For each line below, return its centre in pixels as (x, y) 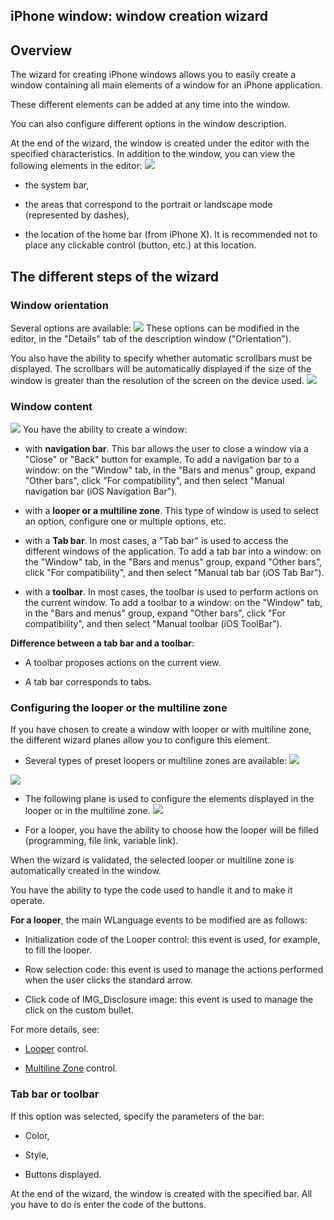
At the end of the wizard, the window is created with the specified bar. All (161, 1193)
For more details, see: (55, 1030)
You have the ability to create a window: (105, 430)
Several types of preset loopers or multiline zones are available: (156, 761)
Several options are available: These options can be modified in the (155, 328)
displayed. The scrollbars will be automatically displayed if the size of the (161, 368)
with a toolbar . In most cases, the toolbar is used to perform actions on (171, 592)
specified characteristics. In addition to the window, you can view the (153, 154)
